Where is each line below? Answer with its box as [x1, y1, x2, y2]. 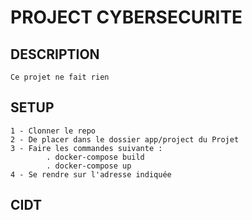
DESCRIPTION [10, 46, 100, 63]
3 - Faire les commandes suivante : [10, 143, 163, 153]
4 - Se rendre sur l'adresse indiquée [10, 169, 172, 180]
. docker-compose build [46, 152, 145, 162]
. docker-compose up [46, 161, 132, 171]
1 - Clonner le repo [10, 126, 97, 136]
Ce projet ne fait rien [10, 72, 110, 82]
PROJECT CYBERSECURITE [10, 6, 243, 29]
